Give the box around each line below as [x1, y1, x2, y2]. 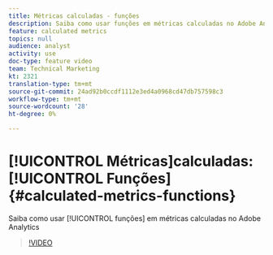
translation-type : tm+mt [8, 80, 93, 88]
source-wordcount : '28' [8, 102, 89, 110]
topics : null [8, 34, 53, 43]
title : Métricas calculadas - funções [8, 11, 140, 20]
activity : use [8, 50, 57, 58]
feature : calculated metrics [8, 27, 107, 35]
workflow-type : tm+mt [8, 95, 82, 103]
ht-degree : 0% [8, 110, 57, 119]
